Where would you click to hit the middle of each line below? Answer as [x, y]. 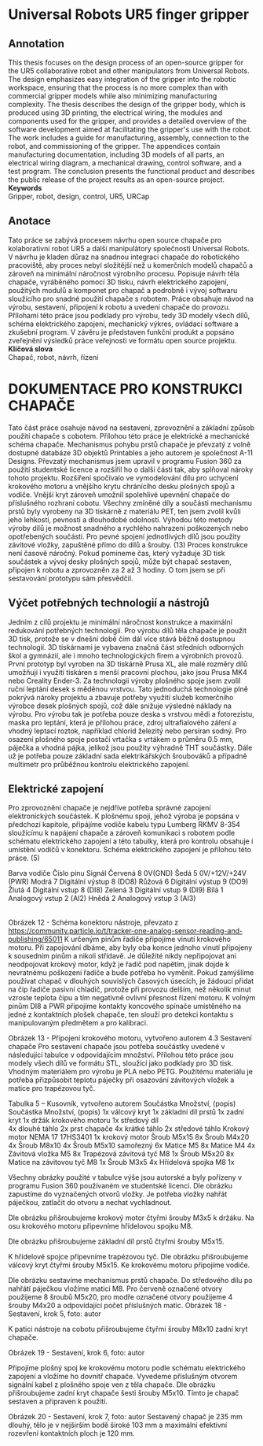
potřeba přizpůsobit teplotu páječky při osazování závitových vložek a [121, 1080]
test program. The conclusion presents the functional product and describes [131, 171]
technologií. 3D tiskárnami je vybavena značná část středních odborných [126, 647]
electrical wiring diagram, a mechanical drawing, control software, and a [125, 163]
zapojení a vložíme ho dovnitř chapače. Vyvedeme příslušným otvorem [123, 1377]
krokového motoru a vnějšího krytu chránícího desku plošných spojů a [122, 486]
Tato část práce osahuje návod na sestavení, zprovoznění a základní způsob [131, 428]
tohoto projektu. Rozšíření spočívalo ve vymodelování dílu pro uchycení [123, 477]
